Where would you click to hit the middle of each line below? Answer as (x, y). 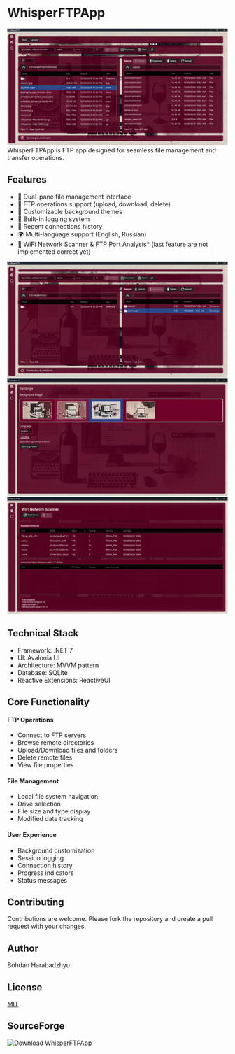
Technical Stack (43, 633)
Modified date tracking (50, 819)
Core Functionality (48, 702)
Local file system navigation (58, 797)
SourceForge (36, 1026)
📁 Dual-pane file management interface (74, 197)
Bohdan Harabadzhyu (38, 965)
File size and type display (54, 811)
